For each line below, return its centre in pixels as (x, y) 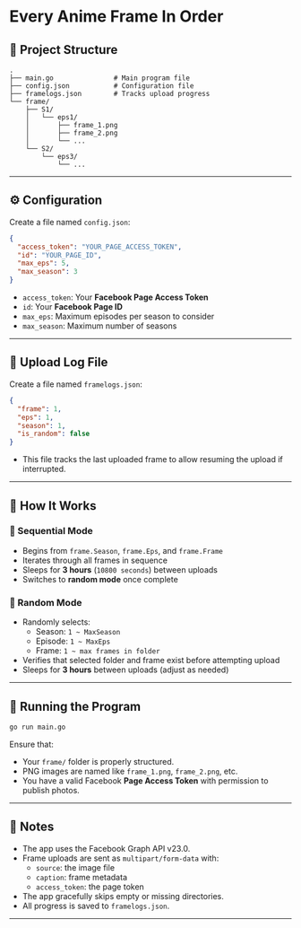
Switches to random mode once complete (100, 579)
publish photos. (51, 790)
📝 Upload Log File (59, 362)
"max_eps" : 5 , (43, 263)
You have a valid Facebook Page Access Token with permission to (145, 780)
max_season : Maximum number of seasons (99, 326)
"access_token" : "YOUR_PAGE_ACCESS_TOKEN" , (99, 247)
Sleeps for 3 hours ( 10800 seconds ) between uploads (120, 569)
